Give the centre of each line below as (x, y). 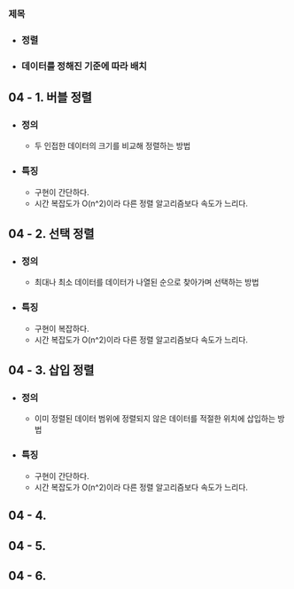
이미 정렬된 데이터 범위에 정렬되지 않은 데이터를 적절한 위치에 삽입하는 (155, 419)
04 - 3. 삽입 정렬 (51, 370)
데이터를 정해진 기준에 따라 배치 (84, 66)
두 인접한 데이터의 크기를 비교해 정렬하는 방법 (112, 146)
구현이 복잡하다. (62, 328)
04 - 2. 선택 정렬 (51, 234)
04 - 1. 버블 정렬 (50, 98)
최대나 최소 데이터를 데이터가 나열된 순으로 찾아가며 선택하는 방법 (147, 282)
